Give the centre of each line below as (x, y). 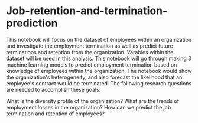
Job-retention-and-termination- (87, 11)
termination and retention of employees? (56, 114)
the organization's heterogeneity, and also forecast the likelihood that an (94, 77)
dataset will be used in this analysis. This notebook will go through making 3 (99, 58)
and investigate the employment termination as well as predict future (90, 46)
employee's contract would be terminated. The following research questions (99, 83)
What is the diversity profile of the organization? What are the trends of (92, 101)
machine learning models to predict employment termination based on (92, 64)
